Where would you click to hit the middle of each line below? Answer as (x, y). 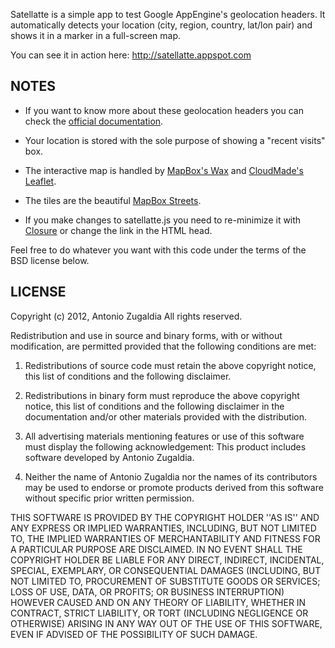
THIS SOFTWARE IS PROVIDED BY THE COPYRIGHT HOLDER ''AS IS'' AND (165, 517)
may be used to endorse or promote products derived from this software (174, 487)
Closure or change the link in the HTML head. (118, 230)
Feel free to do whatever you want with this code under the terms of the (158, 250)
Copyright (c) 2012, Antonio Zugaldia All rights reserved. (126, 316)
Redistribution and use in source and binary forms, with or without (146, 335)
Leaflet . (40, 181)
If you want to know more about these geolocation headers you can (164, 110)
